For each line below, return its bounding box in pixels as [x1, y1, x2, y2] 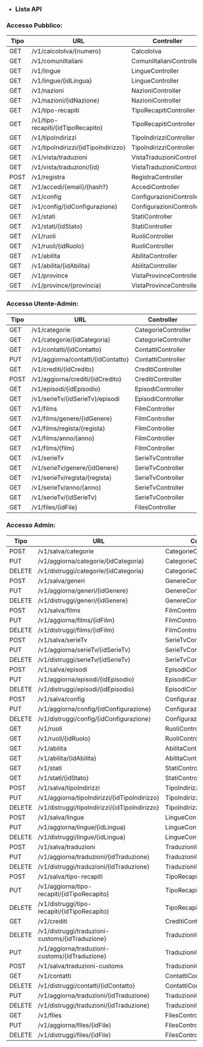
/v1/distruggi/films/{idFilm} [37, 625, 115, 634]
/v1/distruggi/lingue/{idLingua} [37, 833, 126, 841]
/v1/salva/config [37, 695, 85, 703]
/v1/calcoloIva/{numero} [31, 47, 101, 56]
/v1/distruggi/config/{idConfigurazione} [37, 715, 151, 723]
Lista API [14, 5, 42, 13]
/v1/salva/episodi [37, 665, 88, 673]
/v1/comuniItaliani [31, 57, 83, 66]
